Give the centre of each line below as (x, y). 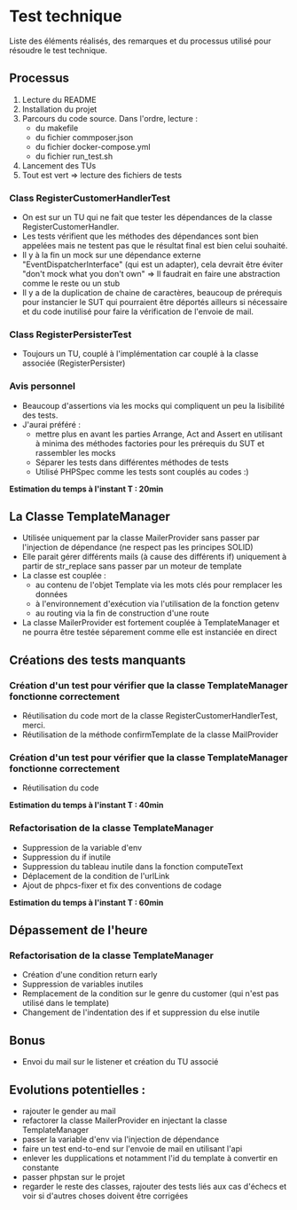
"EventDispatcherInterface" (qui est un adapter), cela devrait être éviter (152, 264)
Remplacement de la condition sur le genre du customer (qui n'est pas (150, 994)
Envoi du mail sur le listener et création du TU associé (120, 1062)
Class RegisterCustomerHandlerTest (90, 198)
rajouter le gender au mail (69, 1112)
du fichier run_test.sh (74, 156)
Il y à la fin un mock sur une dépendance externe (111, 255)
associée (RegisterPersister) (74, 363)
